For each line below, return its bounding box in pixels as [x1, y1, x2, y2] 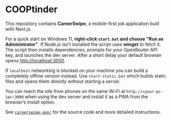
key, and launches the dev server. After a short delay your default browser [5, 52, 162, 58]
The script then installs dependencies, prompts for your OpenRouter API [5, 46, 158, 53]
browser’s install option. [5, 99, 56, 105]
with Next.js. [5, 26, 32, 32]
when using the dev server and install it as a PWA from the [25, 93, 148, 100]
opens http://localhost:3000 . [5, 57, 66, 63]
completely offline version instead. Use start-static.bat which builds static [5, 73, 166, 79]
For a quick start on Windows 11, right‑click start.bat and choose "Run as [5, 36, 164, 42]
